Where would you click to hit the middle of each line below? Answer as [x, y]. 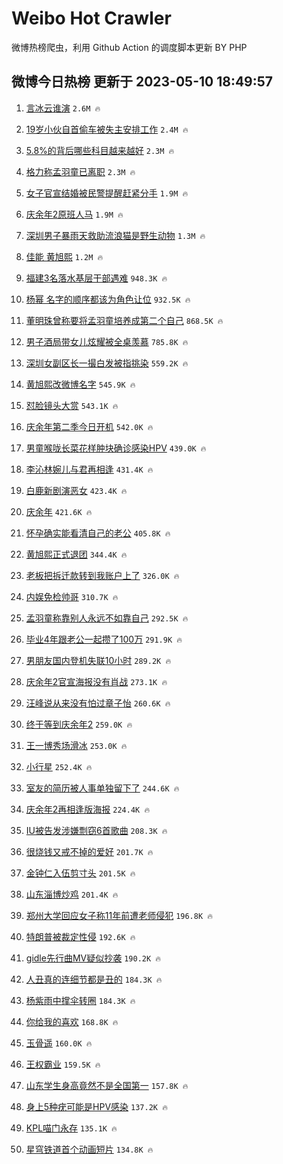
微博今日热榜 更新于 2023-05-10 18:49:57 [142, 82]
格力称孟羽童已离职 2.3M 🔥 [80, 171]
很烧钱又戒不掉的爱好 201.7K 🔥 [89, 851]
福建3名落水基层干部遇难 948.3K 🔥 [96, 278]
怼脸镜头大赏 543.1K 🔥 [72, 405]
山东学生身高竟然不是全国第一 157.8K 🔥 [107, 1085]
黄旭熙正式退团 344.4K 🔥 [76, 554]
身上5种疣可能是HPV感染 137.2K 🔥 [96, 1106]
